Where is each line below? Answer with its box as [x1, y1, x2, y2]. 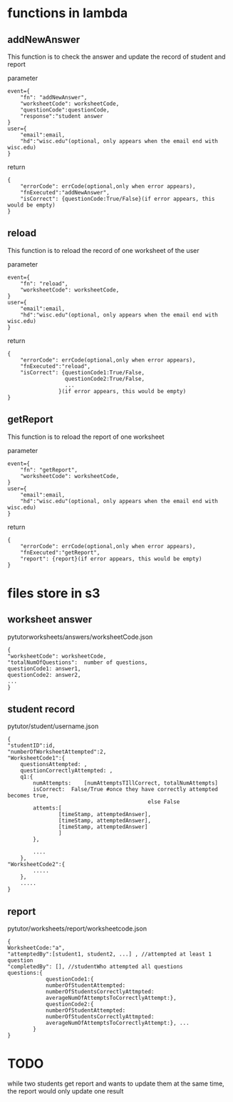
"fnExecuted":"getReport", [20, 549, 100, 556]
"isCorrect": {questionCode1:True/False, [20, 369, 145, 376]
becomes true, [7, 792, 50, 800]
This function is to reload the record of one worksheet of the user [7, 246, 200, 254]
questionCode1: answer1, [7, 665, 81, 672]
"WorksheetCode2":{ [7, 861, 66, 868]
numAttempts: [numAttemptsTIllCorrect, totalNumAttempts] [33, 780, 219, 787]
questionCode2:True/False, [64, 375, 145, 382]
